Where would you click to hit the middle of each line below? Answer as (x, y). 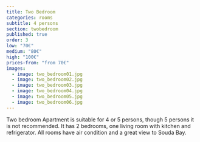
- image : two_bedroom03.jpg (47, 86)
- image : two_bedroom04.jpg (47, 91)
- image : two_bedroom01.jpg (47, 74)
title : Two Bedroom (31, 12)
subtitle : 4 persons (33, 23)
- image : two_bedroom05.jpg (47, 96)
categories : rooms (29, 18)
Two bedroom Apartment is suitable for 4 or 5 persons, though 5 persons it (100, 120)
